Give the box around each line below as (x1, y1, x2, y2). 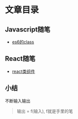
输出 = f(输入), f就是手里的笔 (16, 108, 73, 114)
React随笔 (5, 54, 36, 63)
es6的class (12, 39, 35, 45)
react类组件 (12, 68, 35, 74)
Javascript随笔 (5, 25, 51, 34)
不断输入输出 (5, 98, 30, 103)
